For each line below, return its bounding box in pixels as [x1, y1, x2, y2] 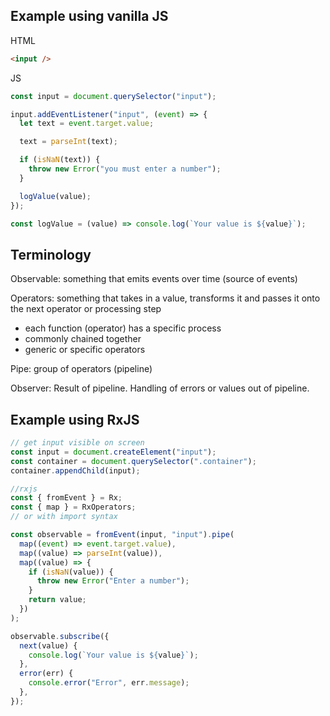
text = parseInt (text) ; [19, 137, 118, 147]
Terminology [10, 246, 92, 263]
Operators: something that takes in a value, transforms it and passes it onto [10, 292, 321, 304]
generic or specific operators [24, 344, 146, 356]
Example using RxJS [10, 411, 140, 428]
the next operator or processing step [10, 303, 162, 315]
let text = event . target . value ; [19, 119, 155, 129]
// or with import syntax [10, 512, 118, 522]
